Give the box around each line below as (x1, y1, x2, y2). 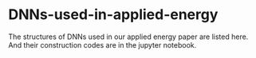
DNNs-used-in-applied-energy (8, 6, 219, 24)
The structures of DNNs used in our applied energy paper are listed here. (8, 32, 249, 41)
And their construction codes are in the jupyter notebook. (8, 40, 197, 49)
